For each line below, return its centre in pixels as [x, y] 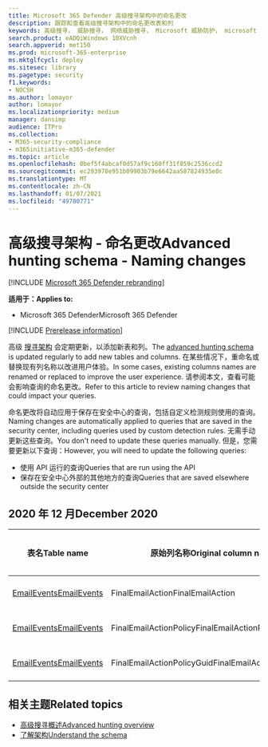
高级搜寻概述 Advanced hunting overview [87, 725]
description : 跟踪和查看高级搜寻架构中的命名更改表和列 [91, 23]
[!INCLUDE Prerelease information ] [66, 330]
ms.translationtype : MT [48, 179]
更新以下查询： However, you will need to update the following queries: [131, 451]
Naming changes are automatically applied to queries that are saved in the [130, 421]
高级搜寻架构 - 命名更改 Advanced [120, 243]
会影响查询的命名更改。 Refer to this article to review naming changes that [129, 387]
